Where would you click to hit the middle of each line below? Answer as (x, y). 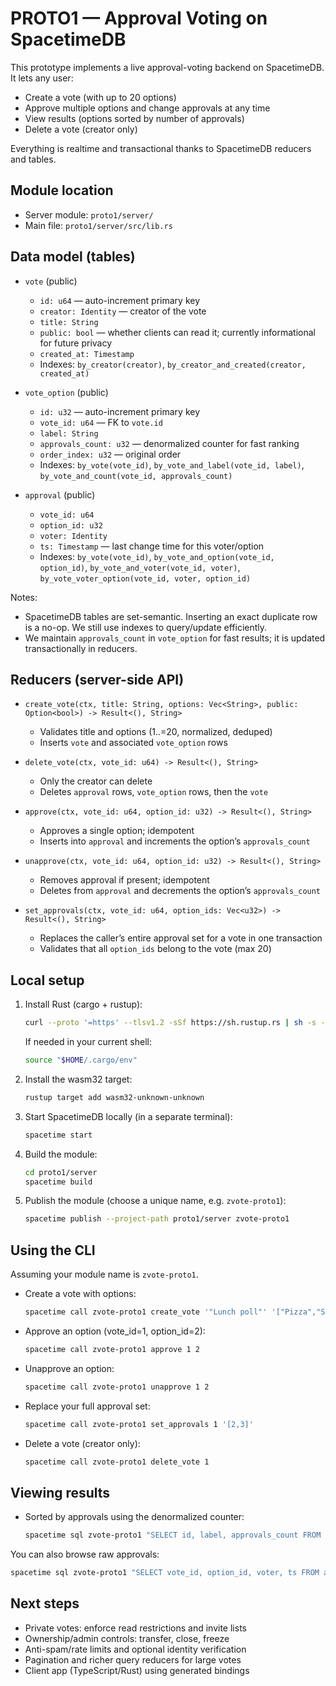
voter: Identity (73, 536)
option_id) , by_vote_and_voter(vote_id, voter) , (140, 567)
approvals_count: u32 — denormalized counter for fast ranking (169, 443)
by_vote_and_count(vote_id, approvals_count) (136, 476)
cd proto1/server (61, 1172)
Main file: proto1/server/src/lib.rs (98, 225)
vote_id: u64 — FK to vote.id (101, 422)
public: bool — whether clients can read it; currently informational (177, 332)
